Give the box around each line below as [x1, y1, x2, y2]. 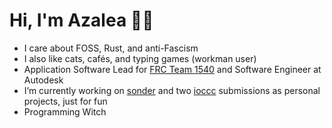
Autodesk [23, 74, 64, 86]
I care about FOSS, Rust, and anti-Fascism [23, 42, 199, 54]
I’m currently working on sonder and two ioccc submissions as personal [23, 84, 321, 96]
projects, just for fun [23, 95, 108, 107]
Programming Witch [23, 105, 107, 118]
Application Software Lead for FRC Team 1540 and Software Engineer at [23, 63, 322, 75]
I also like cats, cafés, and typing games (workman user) [23, 52, 257, 64]
